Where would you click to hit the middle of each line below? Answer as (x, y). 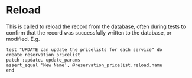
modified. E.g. (23, 39)
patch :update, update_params (43, 60)
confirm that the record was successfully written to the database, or (89, 32)
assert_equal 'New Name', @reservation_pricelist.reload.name (84, 65)
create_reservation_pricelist (43, 55)
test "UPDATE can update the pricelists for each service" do (84, 50)
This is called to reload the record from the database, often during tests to (96, 26)
